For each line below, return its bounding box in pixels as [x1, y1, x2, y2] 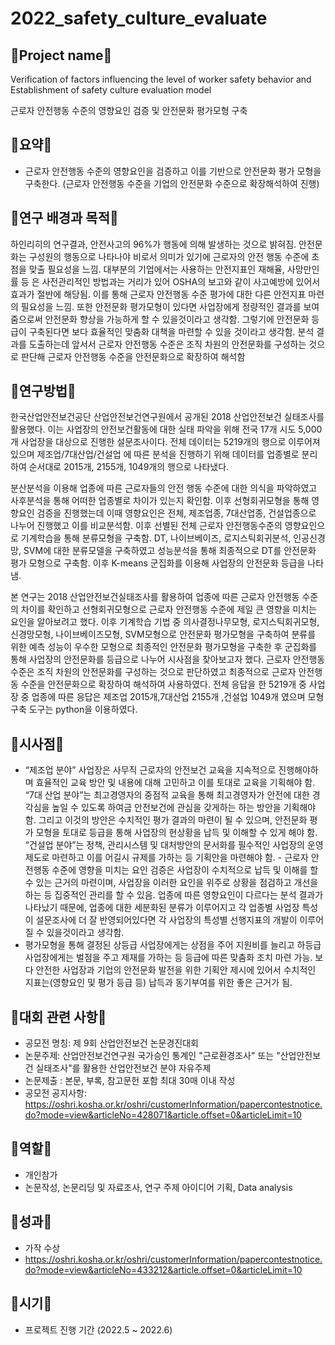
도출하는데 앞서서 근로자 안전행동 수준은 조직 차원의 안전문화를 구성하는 [28, 338, 307, 350]
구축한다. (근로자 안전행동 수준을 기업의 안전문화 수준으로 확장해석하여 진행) [24, 177, 320, 189]
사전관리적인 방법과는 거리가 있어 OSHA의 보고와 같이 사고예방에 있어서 [41, 275, 321, 287]
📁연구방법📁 [10, 383, 77, 400]
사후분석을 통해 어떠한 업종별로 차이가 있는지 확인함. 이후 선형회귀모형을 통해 [10, 495, 310, 507]
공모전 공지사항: [24, 1087, 87, 1099]
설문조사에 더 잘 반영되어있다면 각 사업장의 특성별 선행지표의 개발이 [35, 914, 298, 926]
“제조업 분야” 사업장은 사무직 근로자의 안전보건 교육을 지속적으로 [24, 764, 277, 776]
